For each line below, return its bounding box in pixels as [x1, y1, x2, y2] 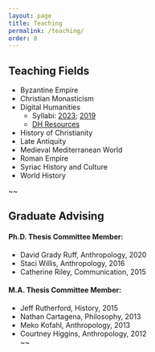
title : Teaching [8, 19, 63, 27]
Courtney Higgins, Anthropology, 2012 [19, 329, 147, 338]
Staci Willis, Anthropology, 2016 [19, 258, 125, 268]
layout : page [8, 11, 52, 20]
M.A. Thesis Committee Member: [8, 285, 122, 295]
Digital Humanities [19, 102, 81, 113]
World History [19, 170, 67, 181]
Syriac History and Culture [19, 162, 108, 172]
